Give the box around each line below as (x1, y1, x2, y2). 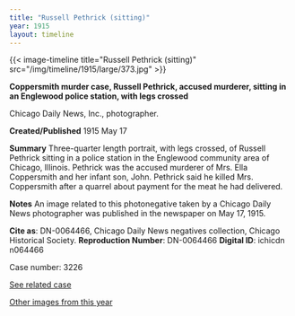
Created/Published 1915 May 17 (9, 126, 127, 136)
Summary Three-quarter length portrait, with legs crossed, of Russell (9, 143, 266, 154)
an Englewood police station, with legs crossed (9, 91, 189, 101)
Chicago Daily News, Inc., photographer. (9, 109, 159, 119)
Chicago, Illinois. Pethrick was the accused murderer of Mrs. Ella (9, 162, 248, 173)
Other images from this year (9, 297, 113, 308)
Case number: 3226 (9, 262, 83, 273)
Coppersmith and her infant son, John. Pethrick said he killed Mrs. (9, 171, 254, 182)
